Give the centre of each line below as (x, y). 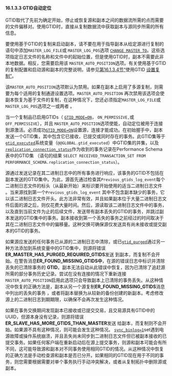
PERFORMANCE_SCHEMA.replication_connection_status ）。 (64, 162)
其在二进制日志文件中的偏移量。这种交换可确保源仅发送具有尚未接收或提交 (84, 224)
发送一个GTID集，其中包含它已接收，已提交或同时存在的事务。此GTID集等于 (85, 137)
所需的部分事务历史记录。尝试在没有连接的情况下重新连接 (66, 274)
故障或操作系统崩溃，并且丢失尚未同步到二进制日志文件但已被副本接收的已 (88, 336)
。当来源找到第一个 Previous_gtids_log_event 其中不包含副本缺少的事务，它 (85, 192)
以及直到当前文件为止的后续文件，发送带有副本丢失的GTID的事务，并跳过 (82, 212)
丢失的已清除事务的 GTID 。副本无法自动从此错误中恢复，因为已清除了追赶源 (85, 268)
